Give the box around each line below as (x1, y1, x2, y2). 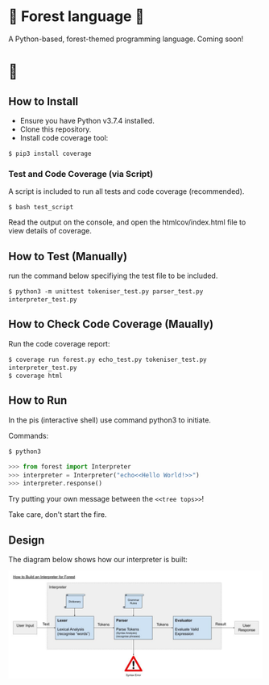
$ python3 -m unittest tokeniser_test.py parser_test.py (8, 288, 204, 296)
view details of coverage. (8, 226, 93, 236)
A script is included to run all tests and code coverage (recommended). (8, 187, 245, 196)
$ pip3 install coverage (8, 149, 92, 158)
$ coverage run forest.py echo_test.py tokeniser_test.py (8, 355, 207, 364)
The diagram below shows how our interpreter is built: (8, 555, 188, 565)
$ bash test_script (8, 204, 74, 212)
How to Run (8, 393, 68, 407)
